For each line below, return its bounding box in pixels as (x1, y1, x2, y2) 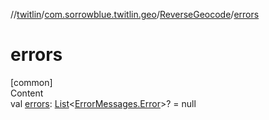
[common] (10, 76, 53, 88)
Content (10, 87, 44, 99)
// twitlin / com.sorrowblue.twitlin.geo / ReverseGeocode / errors (10, 9, 260, 20)
